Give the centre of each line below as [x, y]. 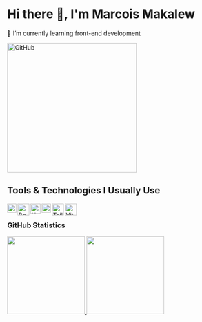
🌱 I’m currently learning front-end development [74, 33]
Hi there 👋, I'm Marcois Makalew [101, 14]
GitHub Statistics [36, 225]
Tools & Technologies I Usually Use [84, 190]
